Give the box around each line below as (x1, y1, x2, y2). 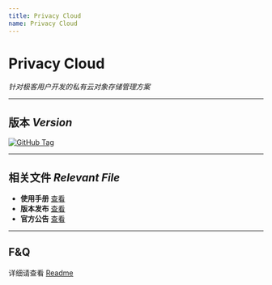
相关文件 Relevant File (8, 171, 120, 185)
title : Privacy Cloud (8, 11, 82, 20)
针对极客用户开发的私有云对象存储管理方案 (8, 82, 151, 91)
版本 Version (8, 115, 73, 130)
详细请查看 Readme (8, 268, 74, 278)
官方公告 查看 (19, 214, 66, 223)
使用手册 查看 (19, 194, 66, 203)
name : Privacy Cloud (8, 19, 79, 28)
